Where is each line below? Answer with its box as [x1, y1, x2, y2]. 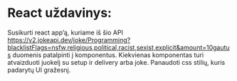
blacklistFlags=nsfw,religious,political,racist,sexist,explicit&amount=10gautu [7, 43, 230, 51]
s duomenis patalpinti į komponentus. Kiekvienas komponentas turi [7, 51, 204, 59]
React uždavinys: [7, 5, 112, 21]
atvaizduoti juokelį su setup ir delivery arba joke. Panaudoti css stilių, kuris [7, 58, 226, 66]
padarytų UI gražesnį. [7, 66, 71, 74]
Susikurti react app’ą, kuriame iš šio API [7, 28, 123, 37]
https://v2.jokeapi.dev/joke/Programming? [7, 35, 131, 44]
